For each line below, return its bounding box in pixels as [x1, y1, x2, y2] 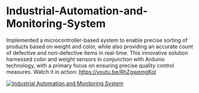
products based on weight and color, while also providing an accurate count [6, 43, 193, 50]
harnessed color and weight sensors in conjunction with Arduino [6, 55, 165, 63]
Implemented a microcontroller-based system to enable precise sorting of [6, 36, 188, 44]
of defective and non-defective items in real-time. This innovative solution [6, 49, 188, 56]
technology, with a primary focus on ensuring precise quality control [6, 61, 174, 69]
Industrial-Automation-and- [6, 4, 148, 18]
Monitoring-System [6, 17, 106, 30]
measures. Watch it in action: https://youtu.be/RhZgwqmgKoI [6, 68, 157, 75]
